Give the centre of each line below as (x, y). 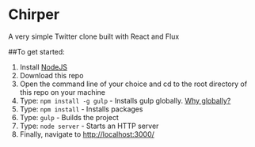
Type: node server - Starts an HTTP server (89, 126)
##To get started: (36, 51)
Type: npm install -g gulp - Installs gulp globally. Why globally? (125, 100)
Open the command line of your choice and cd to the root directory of (133, 84)
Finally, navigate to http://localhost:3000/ (87, 134)
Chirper (34, 15)
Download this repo (51, 75)
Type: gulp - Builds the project (69, 117)
